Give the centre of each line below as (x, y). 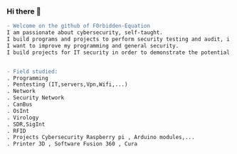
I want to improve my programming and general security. (93, 45)
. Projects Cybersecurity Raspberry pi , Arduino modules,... (101, 138)
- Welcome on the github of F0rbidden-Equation (79, 26)
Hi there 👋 (24, 11)
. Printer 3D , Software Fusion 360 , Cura (72, 144)
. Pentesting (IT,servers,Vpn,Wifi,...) (68, 84)
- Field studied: (32, 71)
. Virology (23, 117)
